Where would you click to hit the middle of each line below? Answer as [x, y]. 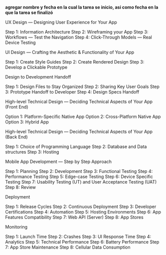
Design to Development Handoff [38, 77]
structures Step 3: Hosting [32, 152]
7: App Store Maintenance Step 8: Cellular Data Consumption [68, 247]
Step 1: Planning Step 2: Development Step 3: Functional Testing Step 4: [79, 171]
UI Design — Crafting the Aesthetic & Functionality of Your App [70, 52]
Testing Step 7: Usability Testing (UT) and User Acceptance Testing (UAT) [81, 182]
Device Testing [20, 42]
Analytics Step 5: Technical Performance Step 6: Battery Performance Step [82, 242]
